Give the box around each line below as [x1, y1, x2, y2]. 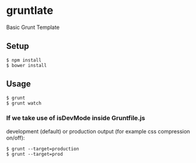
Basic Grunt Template [6, 24, 60, 31]
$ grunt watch [6, 100, 42, 106]
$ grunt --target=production [6, 145, 79, 152]
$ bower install [6, 62, 47, 68]
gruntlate [6, 4, 54, 18]
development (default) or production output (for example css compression [6, 127, 191, 135]
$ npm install [6, 57, 42, 63]
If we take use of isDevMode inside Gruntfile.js [6, 114, 145, 123]
